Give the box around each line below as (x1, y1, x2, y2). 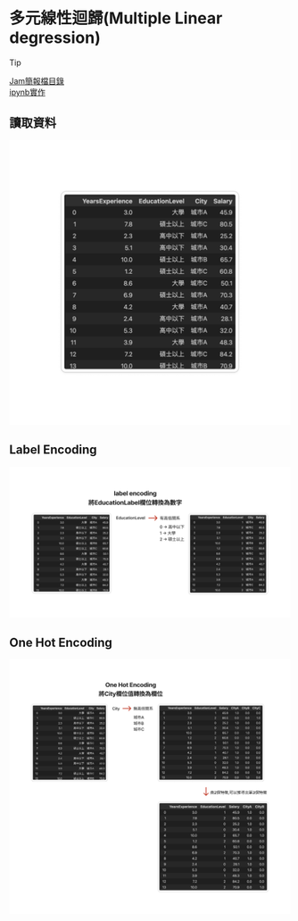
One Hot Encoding (9, 635, 113, 650)
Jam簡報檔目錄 (9, 75, 65, 86)
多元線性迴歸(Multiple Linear (9, 8, 223, 29)
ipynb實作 (9, 87, 46, 97)
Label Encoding (9, 443, 97, 458)
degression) (9, 28, 101, 48)
